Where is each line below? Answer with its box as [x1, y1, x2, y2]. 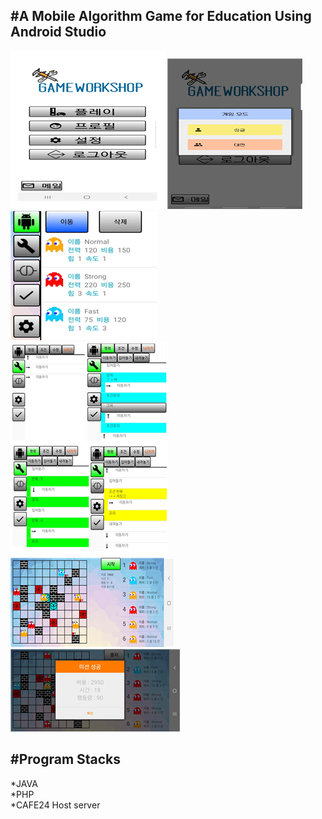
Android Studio [10, 24, 107, 41]
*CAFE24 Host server [10, 799, 101, 811]
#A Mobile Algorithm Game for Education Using [10, 8, 312, 25]
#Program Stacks [10, 751, 122, 768]
